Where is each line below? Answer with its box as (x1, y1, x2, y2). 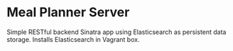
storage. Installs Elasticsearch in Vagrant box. (6, 35, 140, 43)
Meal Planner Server (6, 4, 130, 21)
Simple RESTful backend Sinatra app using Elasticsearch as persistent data (6, 28, 227, 36)
